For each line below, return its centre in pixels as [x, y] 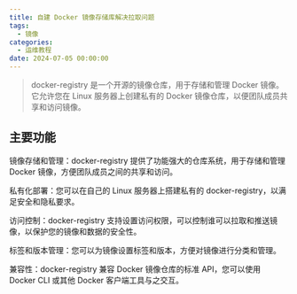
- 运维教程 [35, 50]
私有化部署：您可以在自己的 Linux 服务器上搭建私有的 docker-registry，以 [144, 190]
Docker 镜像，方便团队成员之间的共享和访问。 [94, 171]
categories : [31, 42]
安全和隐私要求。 [48, 201]
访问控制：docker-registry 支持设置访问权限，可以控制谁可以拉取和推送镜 [144, 220]
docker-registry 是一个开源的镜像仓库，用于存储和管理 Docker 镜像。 [157, 85]
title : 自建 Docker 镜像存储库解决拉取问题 [82, 17]
